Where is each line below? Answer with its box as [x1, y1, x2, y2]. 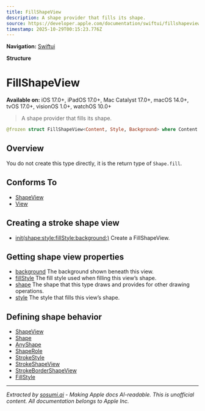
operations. [15, 287, 45, 295]
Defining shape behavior [6, 311, 103, 322]
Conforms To [6, 177, 57, 188]
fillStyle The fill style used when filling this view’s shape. [15, 275, 157, 282]
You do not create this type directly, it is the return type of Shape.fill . [6, 160, 182, 167]
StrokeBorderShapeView [15, 367, 77, 374]
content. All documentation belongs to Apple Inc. [6, 398, 129, 405]
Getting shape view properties [6, 251, 124, 262]
